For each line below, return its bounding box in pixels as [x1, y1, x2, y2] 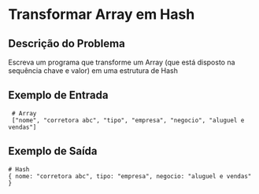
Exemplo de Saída [8, 145, 98, 158]
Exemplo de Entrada [8, 89, 109, 102]
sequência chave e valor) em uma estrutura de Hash [8, 66, 179, 75]
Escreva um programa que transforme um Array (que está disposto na [8, 57, 235, 67]
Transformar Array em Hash [8, 5, 195, 24]
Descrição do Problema [8, 37, 126, 50]
